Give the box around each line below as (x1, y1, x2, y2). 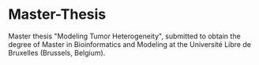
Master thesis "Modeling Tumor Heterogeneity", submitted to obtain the (8, 31, 241, 41)
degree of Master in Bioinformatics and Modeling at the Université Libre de (8, 39, 251, 49)
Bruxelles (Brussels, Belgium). (8, 48, 106, 57)
